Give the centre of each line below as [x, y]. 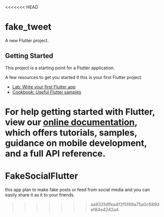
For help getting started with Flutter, [80, 112]
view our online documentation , [71, 122]
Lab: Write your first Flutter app [44, 87]
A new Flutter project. [27, 40]
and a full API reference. [55, 153]
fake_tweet [28, 27]
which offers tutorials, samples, [71, 133]
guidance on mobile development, [76, 143]
